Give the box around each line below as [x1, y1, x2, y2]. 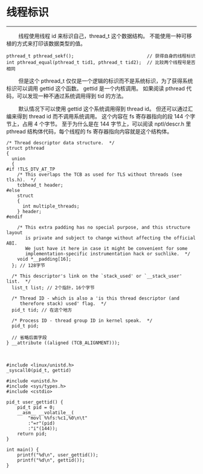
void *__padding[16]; [17, 256, 71, 262]
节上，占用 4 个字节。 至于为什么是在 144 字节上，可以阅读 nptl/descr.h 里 [6, 120, 192, 127]
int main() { [6, 446, 39, 453]
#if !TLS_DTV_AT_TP [6, 166, 56, 172]
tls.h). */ [6, 176, 36, 183]
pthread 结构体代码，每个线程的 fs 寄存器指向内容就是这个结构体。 [6, 127, 173, 135]
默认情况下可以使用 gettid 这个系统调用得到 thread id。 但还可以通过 [18, 105, 188, 112]
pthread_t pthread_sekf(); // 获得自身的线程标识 [6, 53, 196, 59]
